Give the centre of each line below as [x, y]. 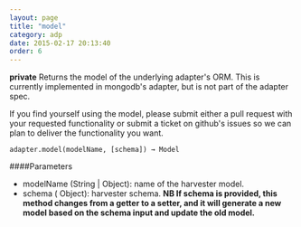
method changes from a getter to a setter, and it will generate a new [152, 203]
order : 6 [26, 52]
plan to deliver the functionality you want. [87, 133]
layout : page [34, 18]
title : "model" [38, 26]
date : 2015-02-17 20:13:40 [60, 43]
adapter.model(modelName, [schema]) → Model [94, 150]
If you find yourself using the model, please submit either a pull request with [151, 114]
